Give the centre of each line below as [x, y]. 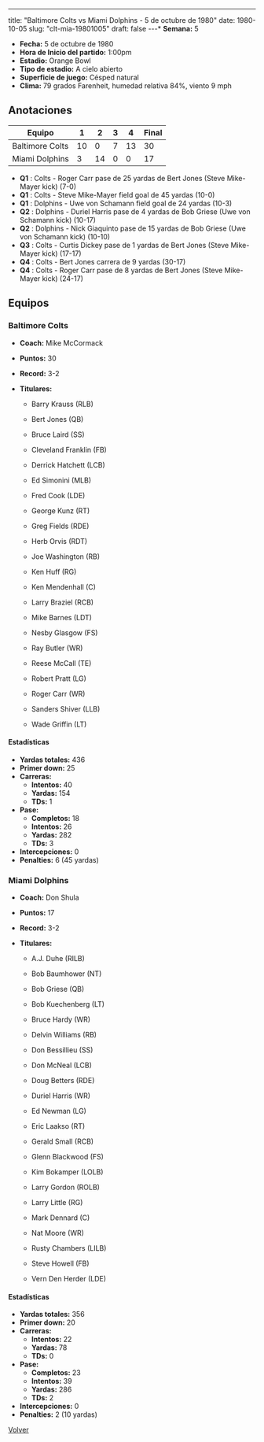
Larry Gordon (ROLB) [66, 1187]
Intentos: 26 [51, 826]
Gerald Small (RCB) [62, 1141]
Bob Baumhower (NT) [66, 974]
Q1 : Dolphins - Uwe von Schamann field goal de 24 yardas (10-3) [126, 203]
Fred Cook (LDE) [58, 495]
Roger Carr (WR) [58, 693]
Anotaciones [40, 111]
